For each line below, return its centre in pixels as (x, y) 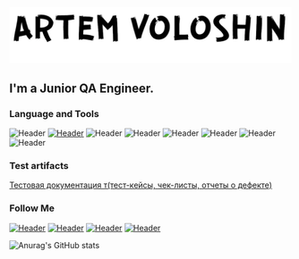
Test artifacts (39, 166)
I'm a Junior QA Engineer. (82, 88)
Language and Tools (55, 113)
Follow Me (32, 208)
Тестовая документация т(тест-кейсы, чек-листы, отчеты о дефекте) (141, 185)
